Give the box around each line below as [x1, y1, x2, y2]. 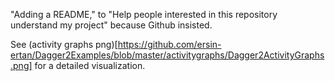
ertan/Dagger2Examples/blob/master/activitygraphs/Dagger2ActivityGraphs [10, 49, 325, 61]
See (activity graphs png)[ [10, 39, 118, 50]
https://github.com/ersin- [117, 39, 222, 50]
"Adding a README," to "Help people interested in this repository [10, 9, 278, 20]
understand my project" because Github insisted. [10, 19, 213, 31]
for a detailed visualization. [34, 60, 146, 71]
